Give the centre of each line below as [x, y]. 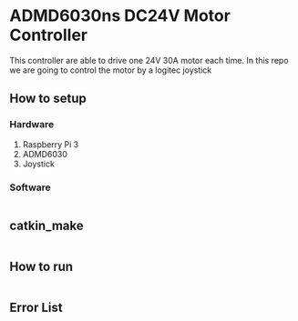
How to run [41, 267]
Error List [36, 307]
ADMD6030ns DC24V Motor [120, 16]
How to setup [48, 99]
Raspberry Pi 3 [51, 144]
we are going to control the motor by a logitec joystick [111, 70]
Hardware [32, 125]
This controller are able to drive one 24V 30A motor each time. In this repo [149, 60]
